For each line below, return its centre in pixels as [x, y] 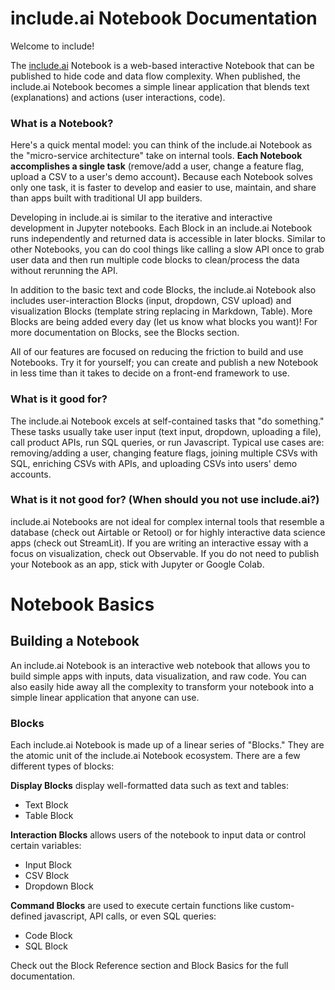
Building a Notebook [75, 641]
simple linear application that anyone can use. [105, 697]
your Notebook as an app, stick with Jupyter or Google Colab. [137, 564]
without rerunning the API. [64, 271]
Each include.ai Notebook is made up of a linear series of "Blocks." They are [167, 745]
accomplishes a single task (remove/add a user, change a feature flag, [157, 166]
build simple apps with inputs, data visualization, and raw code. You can [158, 676]
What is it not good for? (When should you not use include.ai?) [165, 500]
